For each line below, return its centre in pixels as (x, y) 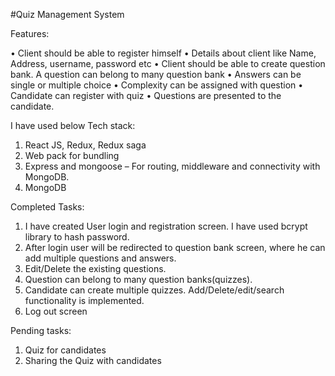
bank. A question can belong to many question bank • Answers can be (156, 74)
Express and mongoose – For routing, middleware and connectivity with (172, 166)
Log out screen (56, 311)
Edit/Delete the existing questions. (95, 268)
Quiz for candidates (65, 350)
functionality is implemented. (84, 300)
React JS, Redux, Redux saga (85, 145)
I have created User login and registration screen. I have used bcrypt (166, 226)
